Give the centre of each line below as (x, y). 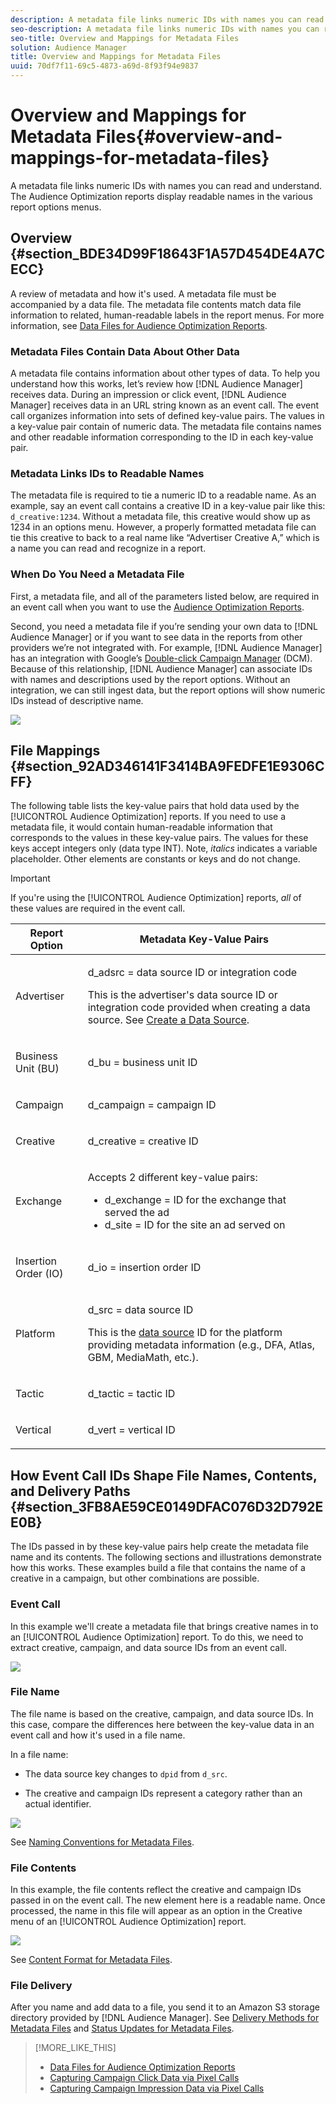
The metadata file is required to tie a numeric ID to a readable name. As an (163, 495)
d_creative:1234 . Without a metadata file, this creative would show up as (160, 517)
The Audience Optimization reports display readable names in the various (161, 196)
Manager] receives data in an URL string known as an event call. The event (165, 405)
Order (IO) (39, 1274)
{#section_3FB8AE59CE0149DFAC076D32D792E (167, 1506)
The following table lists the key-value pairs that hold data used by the (155, 806)
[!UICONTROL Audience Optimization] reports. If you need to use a (148, 817)
